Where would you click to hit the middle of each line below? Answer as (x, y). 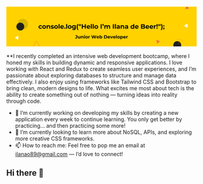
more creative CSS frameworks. (55, 138)
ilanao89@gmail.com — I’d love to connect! (69, 154)
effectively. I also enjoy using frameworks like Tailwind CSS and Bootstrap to (101, 82)
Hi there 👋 (25, 173)
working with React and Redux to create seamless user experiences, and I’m (101, 69)
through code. (24, 101)
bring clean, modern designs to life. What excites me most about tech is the (100, 88)
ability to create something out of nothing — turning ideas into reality (92, 94)
